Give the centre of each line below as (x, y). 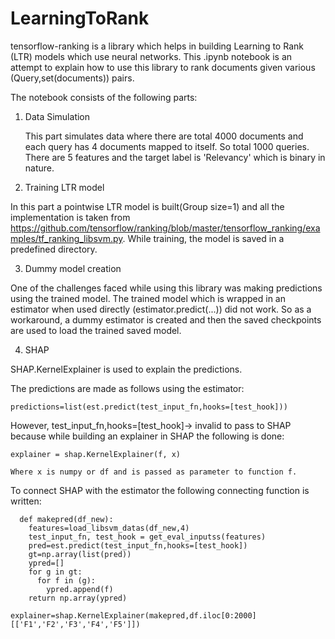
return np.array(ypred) (78, 598)
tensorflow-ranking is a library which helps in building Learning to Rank (157, 46)
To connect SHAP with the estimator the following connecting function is (160, 490)
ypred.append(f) (80, 589)
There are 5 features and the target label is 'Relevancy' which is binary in (175, 157)
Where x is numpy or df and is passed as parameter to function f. (154, 472)
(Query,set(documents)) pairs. (72, 78)
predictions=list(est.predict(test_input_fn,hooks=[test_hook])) (149, 407)
